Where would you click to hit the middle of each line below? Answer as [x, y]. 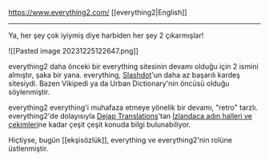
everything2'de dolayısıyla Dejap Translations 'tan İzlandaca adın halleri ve [130, 116]
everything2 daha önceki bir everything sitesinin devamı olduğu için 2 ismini [133, 66]
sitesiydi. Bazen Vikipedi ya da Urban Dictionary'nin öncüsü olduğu [119, 83]
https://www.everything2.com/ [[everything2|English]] [98, 12]
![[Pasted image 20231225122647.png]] [73, 51]
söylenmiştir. [29, 92]
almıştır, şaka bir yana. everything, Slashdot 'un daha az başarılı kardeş [124, 75]
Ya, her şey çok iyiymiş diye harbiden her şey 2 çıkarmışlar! [106, 35]
